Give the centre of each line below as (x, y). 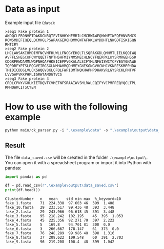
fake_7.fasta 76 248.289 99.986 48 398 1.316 (60, 233)
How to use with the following (66, 107)
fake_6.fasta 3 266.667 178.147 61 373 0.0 (62, 229)
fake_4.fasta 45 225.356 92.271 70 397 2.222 (60, 221)
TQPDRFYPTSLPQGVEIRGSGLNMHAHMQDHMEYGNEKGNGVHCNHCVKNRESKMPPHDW (71, 66)
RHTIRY (12, 44)
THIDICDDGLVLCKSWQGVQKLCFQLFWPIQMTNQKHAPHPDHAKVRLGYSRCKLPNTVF (71, 70)
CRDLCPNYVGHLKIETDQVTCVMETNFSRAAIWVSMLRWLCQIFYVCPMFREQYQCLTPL (71, 83)
